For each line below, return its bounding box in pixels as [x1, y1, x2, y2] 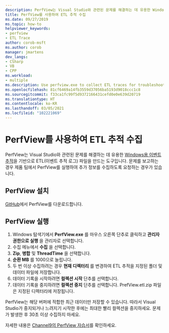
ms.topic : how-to [5, 21, 42, 27]
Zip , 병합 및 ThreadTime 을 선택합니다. [12, 250, 92, 256]
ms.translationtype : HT [5, 96, 55, 101]
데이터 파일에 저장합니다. [12, 269, 61, 275]
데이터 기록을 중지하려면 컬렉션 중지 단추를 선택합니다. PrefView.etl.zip [12, 282, 152, 288]
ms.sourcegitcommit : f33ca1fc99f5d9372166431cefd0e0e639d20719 [5, 92, 141, 97]
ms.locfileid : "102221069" [5, 110, 62, 116]
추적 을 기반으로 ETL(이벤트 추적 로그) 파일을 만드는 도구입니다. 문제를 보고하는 [5, 157, 159, 164]
